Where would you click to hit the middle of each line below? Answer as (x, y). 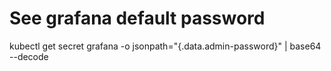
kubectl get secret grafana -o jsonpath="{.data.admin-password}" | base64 (165, 46)
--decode (29, 56)
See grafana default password (137, 18)
